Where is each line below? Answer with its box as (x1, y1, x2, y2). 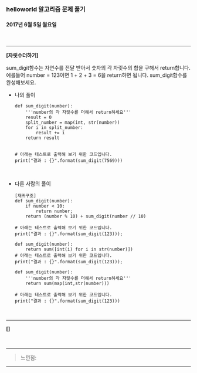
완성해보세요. (6, 79, 36, 86)
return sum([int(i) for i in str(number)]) (25, 246, 133, 253)
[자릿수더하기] (6, 52, 39, 59)
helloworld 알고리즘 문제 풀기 (6, 5, 86, 13)
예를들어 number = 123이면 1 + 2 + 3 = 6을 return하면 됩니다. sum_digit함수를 (6, 72, 188, 79)
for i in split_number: (25, 125, 83, 131)
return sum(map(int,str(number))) (25, 280, 110, 287)
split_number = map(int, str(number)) (25, 120, 120, 126)
